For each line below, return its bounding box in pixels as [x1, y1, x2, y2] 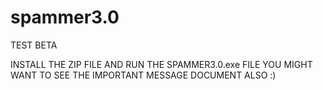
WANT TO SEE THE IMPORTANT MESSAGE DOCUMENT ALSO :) [10, 69, 277, 81]
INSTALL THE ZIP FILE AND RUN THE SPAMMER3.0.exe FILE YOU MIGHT [10, 58, 313, 70]
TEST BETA [10, 39, 58, 51]
